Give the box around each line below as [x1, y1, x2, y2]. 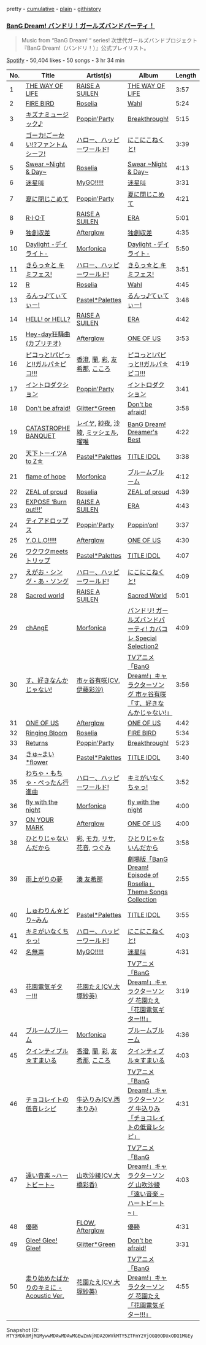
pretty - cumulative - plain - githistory [6, 6, 102, 12]
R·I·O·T [25, 214, 45, 222]
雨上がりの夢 [25, 875, 63, 884]
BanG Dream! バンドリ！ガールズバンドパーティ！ [6, 21, 155, 30]
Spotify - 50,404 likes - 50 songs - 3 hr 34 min [6, 57, 125, 64]
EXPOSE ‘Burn [25, 497, 67, 506]
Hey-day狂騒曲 [25, 330, 71, 338]
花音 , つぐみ [76, 844, 112, 852]
